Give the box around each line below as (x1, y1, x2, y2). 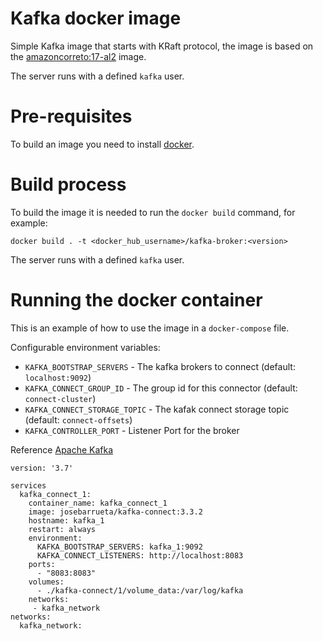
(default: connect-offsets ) (24, 413, 133, 426)
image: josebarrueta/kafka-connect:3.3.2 (28, 507, 203, 517)
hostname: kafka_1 (28, 515, 105, 526)
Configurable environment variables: (10, 341, 161, 353)
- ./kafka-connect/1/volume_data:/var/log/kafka (36, 585, 244, 596)
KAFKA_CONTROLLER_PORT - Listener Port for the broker (24, 424, 240, 436)
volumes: (28, 577, 65, 587)
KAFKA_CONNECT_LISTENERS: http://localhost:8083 (36, 550, 244, 561)
